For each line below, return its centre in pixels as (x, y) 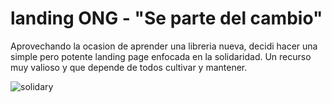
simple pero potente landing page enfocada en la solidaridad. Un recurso (161, 56)
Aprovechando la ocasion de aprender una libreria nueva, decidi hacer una (164, 46)
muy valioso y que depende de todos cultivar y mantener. (129, 67)
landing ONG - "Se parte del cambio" (166, 18)
